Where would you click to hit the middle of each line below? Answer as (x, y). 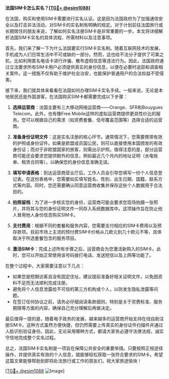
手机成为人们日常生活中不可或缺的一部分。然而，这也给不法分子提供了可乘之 (84, 54)
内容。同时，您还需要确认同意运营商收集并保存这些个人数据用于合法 (92, 185)
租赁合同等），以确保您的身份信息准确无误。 (67, 162)
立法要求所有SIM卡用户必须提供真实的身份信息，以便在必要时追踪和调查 (84, 67)
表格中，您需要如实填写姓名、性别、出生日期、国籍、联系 (99, 179)
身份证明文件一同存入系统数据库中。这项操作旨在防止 (103, 209)
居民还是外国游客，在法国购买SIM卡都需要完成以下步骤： (69, 97)
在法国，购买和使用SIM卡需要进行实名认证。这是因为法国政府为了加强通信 (82, 19)
